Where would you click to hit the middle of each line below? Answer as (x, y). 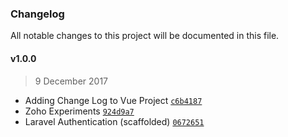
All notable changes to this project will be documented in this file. (145, 36)
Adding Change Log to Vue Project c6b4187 (113, 100)
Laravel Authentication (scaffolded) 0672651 (114, 121)
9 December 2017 (71, 81)
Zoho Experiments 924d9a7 (79, 111)
